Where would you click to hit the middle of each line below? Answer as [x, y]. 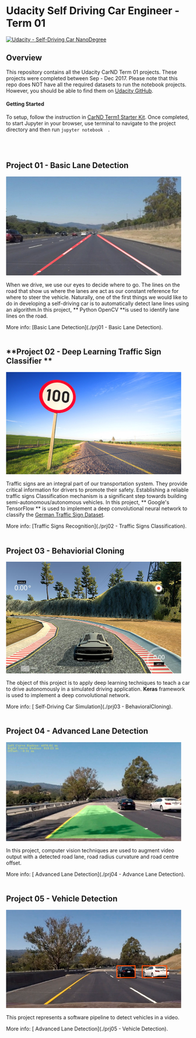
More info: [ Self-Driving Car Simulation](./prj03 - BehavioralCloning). [90, 706]
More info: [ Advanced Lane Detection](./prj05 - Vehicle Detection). [87, 1029]
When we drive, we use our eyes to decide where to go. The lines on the [93, 285]
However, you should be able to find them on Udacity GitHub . [80, 91]
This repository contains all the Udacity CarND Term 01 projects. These [92, 72]
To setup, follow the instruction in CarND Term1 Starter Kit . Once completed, [98, 117]
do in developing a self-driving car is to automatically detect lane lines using [98, 303]
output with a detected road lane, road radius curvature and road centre [92, 856]
